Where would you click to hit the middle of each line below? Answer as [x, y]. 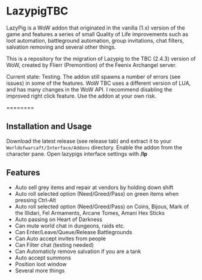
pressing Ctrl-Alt [35, 200]
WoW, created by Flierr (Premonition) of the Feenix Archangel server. [91, 65]
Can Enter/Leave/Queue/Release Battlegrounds [73, 232]
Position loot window [41, 264]
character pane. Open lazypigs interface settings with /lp [77, 154]
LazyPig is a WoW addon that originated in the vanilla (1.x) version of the [96, 28]
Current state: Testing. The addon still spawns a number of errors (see [93, 76]
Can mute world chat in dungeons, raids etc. [70, 226]
